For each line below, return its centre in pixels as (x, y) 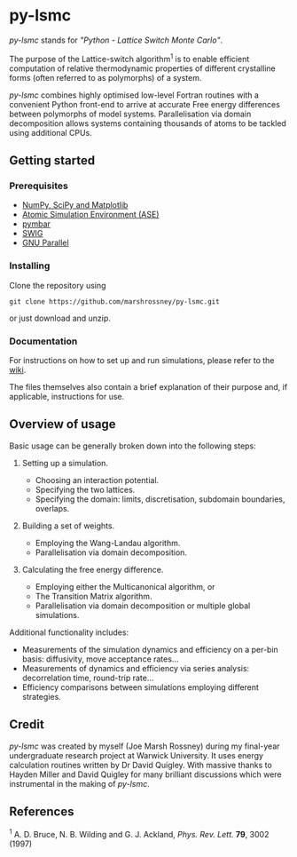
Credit (27, 725)
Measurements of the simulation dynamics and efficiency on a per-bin (150, 649)
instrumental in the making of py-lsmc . (79, 783)
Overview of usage (63, 424)
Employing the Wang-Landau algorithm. (108, 543)
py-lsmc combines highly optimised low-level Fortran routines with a (134, 95)
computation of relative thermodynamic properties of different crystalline (143, 68)
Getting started (52, 160)
